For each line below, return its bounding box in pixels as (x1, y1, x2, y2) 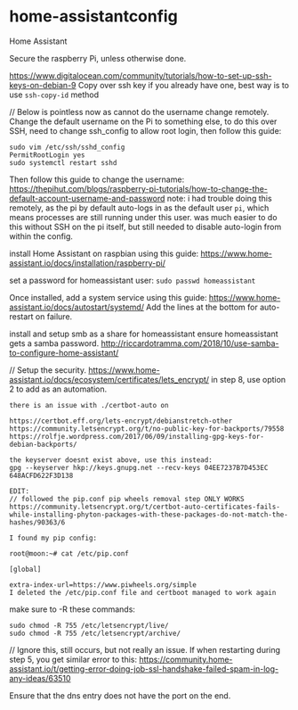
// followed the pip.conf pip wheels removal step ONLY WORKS (9, 494, 245, 503)
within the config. (9, 230, 74, 242)
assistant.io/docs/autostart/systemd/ (9, 301, 145, 312)
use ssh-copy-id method (9, 89, 100, 100)
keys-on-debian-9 (9, 79, 77, 90)
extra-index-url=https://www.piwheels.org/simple (9, 580, 197, 590)
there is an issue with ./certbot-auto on (9, 400, 169, 409)
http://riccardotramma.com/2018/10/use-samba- (101, 337, 279, 349)
